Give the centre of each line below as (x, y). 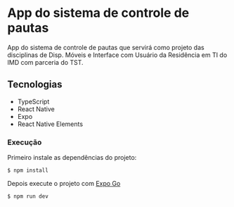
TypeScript (33, 101)
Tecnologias (35, 85)
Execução (25, 142)
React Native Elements (50, 124)
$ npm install (28, 170)
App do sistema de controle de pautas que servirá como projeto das (106, 47)
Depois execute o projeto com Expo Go (64, 184)
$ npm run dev (28, 196)
